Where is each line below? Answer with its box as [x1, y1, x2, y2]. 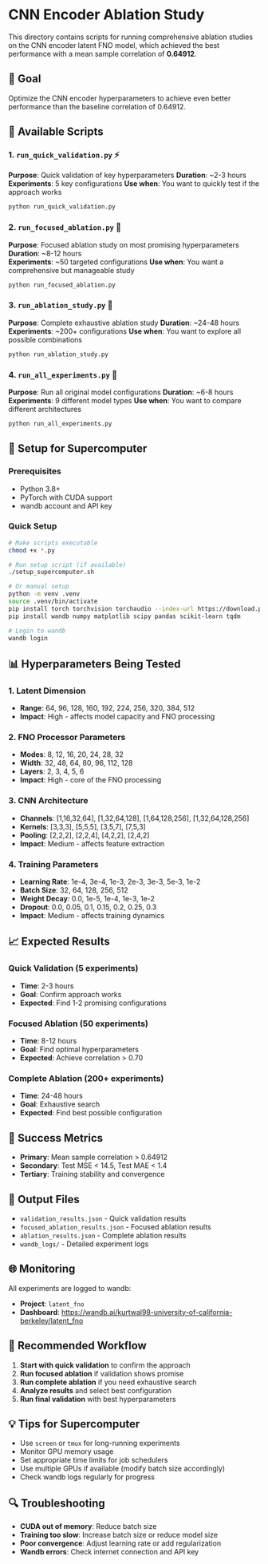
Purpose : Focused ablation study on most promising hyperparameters [8, 240, 239, 249]
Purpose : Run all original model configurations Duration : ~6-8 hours [8, 387, 234, 397]
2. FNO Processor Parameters [8, 732, 126, 743]
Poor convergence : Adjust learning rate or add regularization [19, 1538, 222, 1548]
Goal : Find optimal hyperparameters [19, 1044, 140, 1054]
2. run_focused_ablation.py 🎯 [8, 222, 122, 233]
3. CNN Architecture [8, 795, 89, 806]
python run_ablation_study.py [8, 350, 109, 358]
